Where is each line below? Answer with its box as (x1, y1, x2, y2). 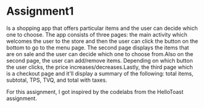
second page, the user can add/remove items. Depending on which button (6, 57, 193, 64)
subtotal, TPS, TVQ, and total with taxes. (6, 76, 108, 84)
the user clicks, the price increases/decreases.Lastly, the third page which (6, 63, 193, 71)
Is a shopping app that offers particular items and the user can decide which (6, 24, 198, 32)
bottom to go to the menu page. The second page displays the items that (6, 44, 189, 51)
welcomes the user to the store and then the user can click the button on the (6, 37, 199, 45)
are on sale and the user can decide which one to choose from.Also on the (6, 50, 194, 57)
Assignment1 (6, 4, 74, 18)
